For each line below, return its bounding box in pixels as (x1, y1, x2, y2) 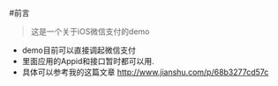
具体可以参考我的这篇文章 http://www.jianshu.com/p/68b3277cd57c (21, 67, 269, 77)
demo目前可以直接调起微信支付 (21, 45, 137, 55)
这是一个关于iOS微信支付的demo (30, 26, 150, 37)
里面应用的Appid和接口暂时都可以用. (21, 56, 154, 66)
